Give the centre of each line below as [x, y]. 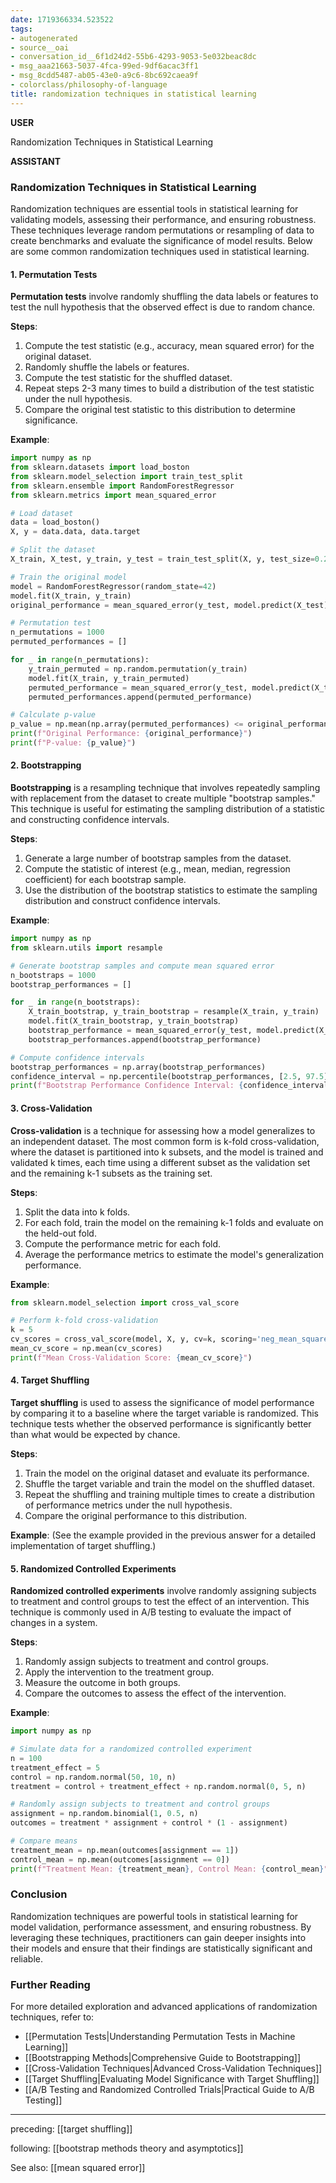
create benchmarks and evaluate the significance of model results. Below [161, 240]
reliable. [27, 1958]
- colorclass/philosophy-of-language [89, 85]
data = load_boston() [55, 522]
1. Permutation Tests [54, 274]
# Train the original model [69, 577]
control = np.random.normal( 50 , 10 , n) [93, 1777]
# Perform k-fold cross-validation [84, 1321]
